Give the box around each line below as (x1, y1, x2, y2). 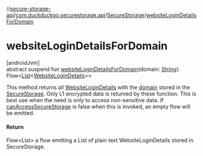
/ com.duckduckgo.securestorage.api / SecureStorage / (13, 11, 147, 19)
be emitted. (6, 109, 35, 117)
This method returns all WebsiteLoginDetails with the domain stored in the (6, 83, 190, 91)
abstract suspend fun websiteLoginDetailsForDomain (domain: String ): (6, 65, 180, 73)
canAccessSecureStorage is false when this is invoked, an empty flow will (6, 103, 190, 110)
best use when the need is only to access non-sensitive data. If (6, 96, 164, 103)
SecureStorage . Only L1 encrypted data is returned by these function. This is (6, 90, 196, 97)
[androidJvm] (6, 59, 40, 66)
